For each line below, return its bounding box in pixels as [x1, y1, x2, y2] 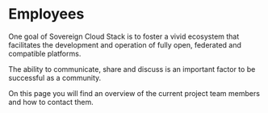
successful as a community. [8, 73, 102, 82]
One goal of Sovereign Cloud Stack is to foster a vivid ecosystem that [8, 31, 240, 41]
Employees [8, 5, 85, 23]
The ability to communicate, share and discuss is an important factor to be [8, 64, 256, 73]
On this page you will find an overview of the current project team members [8, 88, 261, 98]
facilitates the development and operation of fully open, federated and [8, 40, 242, 49]
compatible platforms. [8, 48, 82, 58]
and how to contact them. [8, 97, 94, 107]
